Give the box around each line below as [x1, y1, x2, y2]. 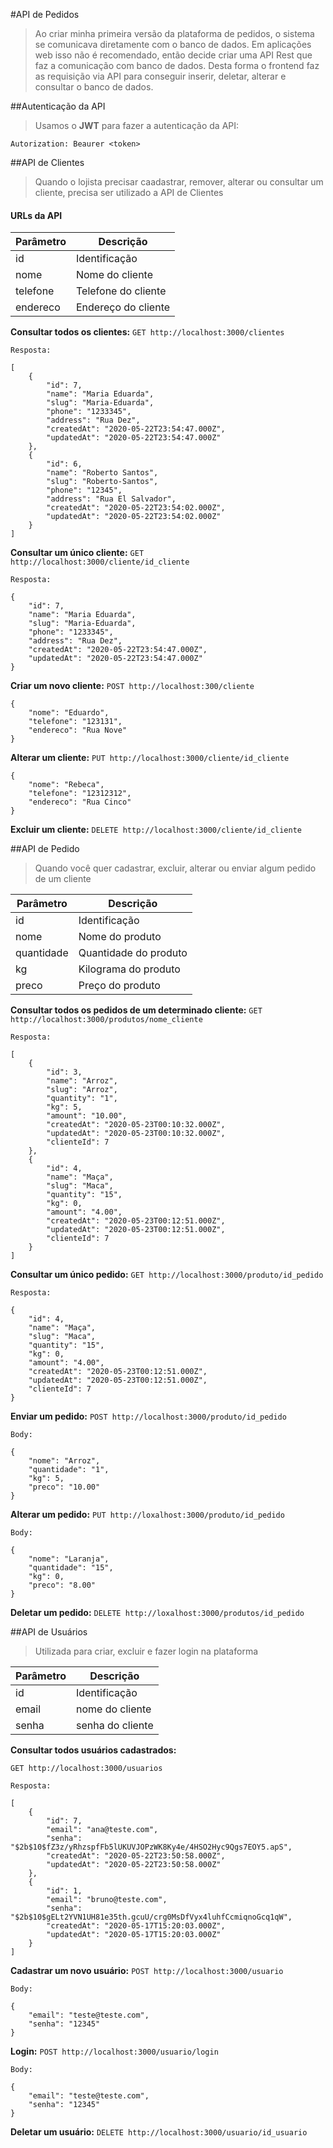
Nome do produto [78, 930, 162, 944]
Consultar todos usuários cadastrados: [10, 1744, 177, 1756]
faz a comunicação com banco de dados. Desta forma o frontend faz [34, 60, 320, 71]
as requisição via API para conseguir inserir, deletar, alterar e [34, 70, 287, 82]
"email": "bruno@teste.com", [46, 1895, 168, 1905]
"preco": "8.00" [28, 1580, 97, 1591]
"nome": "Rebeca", [28, 780, 105, 790]
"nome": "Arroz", [28, 1456, 101, 1466]
